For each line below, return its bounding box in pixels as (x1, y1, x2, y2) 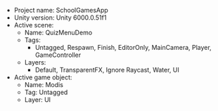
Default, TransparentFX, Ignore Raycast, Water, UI (34, 66, 179, 74)
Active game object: (13, 73, 72, 81)
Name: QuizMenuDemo (24, 28, 93, 37)
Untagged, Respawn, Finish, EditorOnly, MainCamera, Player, (34, 44, 212, 51)
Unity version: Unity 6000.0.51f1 (13, 13, 107, 22)
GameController (34, 51, 82, 59)
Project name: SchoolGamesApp (13, 6, 109, 14)
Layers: (24, 58, 46, 66)
